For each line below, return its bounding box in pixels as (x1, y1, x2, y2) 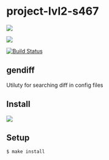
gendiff (6, 65, 35, 76)
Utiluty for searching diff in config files (6, 81, 103, 89)
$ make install (6, 148, 45, 155)
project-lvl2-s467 (6, 4, 99, 18)
